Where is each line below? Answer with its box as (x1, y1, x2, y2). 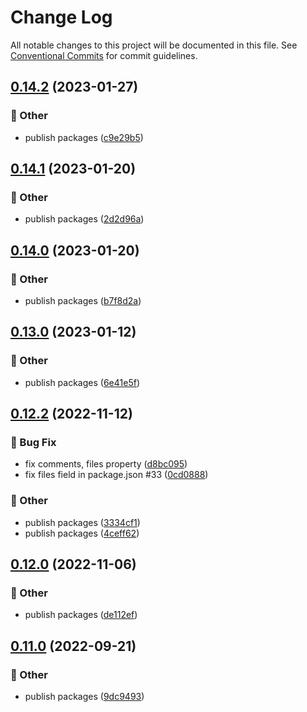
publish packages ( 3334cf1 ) (24, 516, 141, 528)
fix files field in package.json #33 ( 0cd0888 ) (24, 469, 209, 481)
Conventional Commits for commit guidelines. (10, 49, 198, 61)
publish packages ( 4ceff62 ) (24, 527, 140, 539)
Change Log (10, 6, 113, 29)
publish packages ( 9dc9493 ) (24, 691, 145, 703)
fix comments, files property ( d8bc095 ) (24, 458, 188, 470)
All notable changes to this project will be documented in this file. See (10, 39, 298, 51)
